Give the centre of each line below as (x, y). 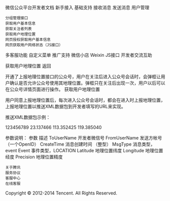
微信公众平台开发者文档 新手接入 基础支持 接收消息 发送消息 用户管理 (77, 7)
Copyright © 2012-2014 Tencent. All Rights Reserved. (61, 193)
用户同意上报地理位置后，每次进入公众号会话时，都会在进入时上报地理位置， (85, 100)
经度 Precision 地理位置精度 (34, 157)
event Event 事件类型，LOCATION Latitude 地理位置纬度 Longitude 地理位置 (84, 150)
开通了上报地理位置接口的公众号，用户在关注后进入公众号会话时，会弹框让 (83, 77)
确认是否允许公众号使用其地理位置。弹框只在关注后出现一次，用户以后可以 (87, 83)
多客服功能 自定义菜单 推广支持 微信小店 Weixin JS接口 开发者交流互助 (79, 55)
